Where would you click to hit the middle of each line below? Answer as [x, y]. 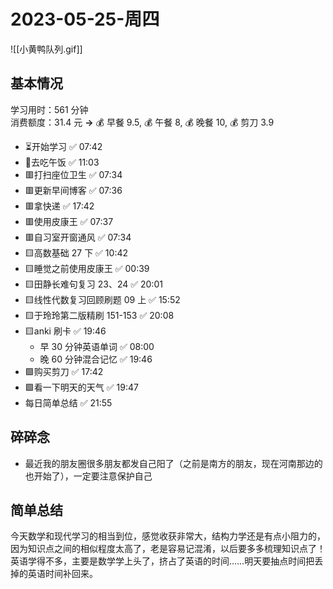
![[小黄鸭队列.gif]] [46, 49]
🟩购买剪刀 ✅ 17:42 [64, 371]
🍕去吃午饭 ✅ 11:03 [62, 162]
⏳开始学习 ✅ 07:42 [63, 146]
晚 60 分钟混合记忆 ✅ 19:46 [96, 359]
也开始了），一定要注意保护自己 [88, 476]
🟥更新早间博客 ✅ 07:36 [73, 190]
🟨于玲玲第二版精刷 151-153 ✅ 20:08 [99, 315]
